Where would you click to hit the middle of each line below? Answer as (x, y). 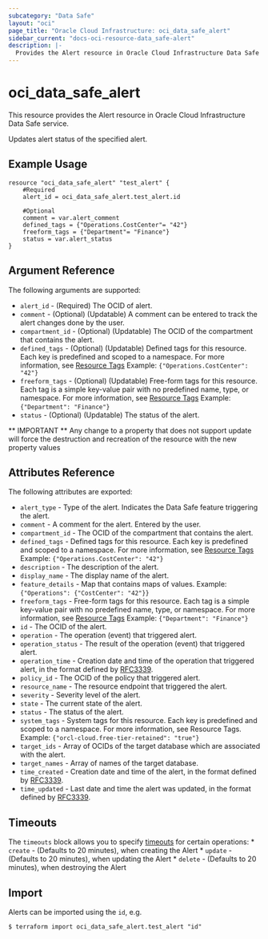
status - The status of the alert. (72, 712)
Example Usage (48, 164)
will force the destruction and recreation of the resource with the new (123, 439)
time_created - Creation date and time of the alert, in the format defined (138, 772)
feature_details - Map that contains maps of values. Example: (123, 584)
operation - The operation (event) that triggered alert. (108, 636)
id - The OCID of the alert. (63, 627)
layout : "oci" (32, 23)
